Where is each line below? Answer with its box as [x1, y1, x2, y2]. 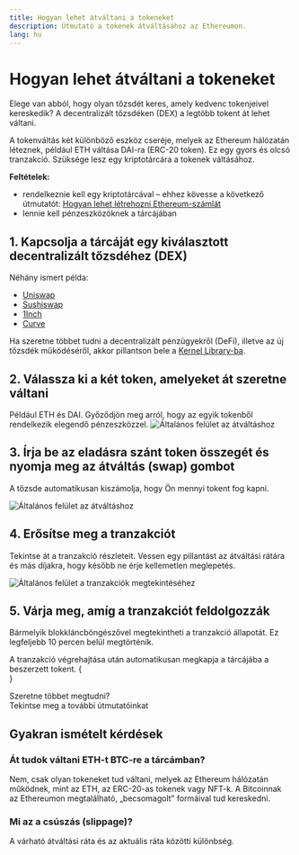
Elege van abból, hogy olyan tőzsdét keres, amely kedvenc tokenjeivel [9, 98, 269, 109]
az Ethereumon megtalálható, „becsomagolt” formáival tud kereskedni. [9, 793, 271, 804]
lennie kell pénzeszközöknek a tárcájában [22, 208, 178, 219]
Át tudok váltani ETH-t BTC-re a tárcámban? [9, 753, 206, 766]
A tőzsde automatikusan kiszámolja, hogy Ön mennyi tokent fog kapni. [9, 482, 269, 493]
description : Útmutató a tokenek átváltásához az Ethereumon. [9, 22, 247, 31]
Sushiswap [22, 299, 64, 310]
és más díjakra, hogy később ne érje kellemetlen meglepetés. [9, 560, 236, 571]
